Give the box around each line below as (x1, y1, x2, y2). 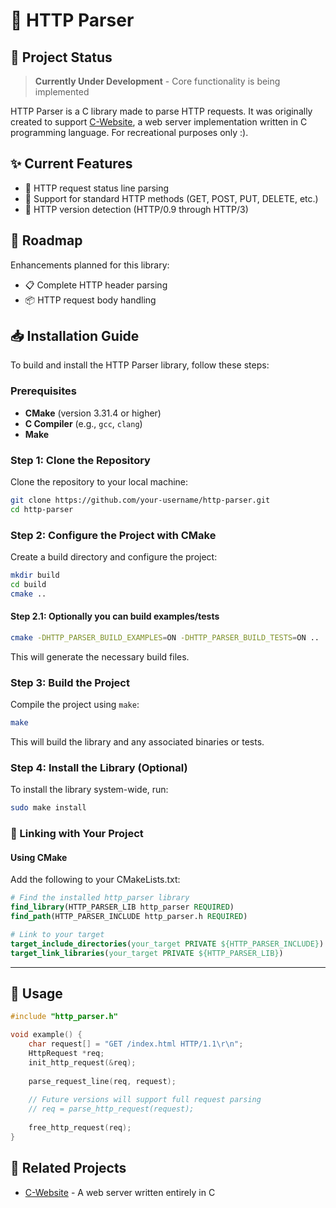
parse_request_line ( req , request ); (28, 1076, 177, 1086)
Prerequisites (10, 384, 77, 398)
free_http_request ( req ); (28, 1122, 132, 1133)
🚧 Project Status (10, 49, 113, 66)
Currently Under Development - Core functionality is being (34, 75, 281, 87)
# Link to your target (10, 929, 105, 939)
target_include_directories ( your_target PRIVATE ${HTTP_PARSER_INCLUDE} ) (10, 939, 325, 949)
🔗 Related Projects (10, 1160, 127, 1177)
